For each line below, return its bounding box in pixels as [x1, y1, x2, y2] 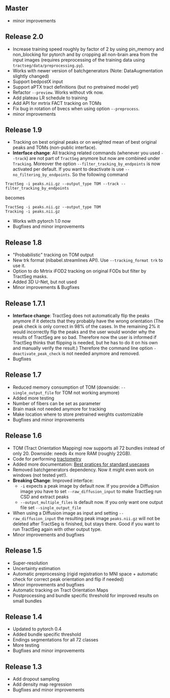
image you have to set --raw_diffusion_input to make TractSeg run [20, 488, 162, 494]
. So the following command [69, 172, 128, 178]
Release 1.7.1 [5, 299, 46, 308]
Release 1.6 [5, 432, 42, 440]
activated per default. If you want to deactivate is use [12, 166, 124, 172]
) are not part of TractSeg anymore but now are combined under [26, 155, 160, 162]
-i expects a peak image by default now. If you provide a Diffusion [20, 482, 159, 489]
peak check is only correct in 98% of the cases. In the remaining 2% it [12, 324, 160, 330]
